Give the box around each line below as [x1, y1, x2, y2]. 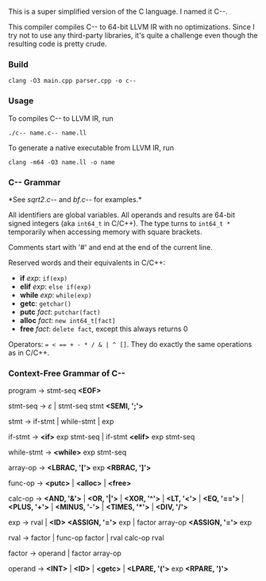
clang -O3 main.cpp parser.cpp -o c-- [8, 77, 137, 85]
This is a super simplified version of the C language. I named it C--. [8, 7, 228, 16]
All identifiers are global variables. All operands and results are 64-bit [8, 210, 236, 220]
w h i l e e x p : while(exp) [19, 290, 92, 299]
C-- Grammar [8, 177, 61, 188]
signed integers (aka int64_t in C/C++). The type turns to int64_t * [8, 218, 231, 228]
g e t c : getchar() [19, 298, 71, 308]
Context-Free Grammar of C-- [8, 368, 125, 379]
